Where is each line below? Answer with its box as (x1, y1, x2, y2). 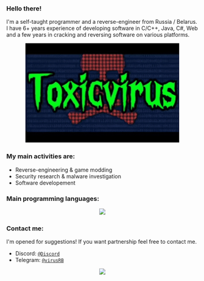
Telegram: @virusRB (15, 257, 64, 264)
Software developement (15, 179, 76, 186)
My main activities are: (6, 152, 76, 161)
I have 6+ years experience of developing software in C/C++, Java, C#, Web (6, 24, 198, 32)
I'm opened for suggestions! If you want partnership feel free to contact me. (6, 238, 197, 246)
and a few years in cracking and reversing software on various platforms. (6, 31, 190, 38)
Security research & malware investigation (15, 172, 122, 180)
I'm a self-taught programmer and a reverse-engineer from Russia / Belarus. (6, 18, 198, 26)
